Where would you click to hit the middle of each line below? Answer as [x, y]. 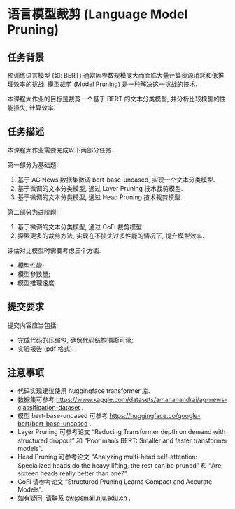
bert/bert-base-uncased [52, 424]
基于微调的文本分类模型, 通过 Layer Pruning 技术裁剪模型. [100, 188]
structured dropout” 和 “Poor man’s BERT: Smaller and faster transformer [122, 440]
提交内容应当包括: [33, 325]
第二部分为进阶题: [33, 212]
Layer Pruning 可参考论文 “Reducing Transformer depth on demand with [121, 432]
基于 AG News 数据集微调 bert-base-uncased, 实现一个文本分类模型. [116, 180]
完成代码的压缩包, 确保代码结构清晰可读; [75, 340]
